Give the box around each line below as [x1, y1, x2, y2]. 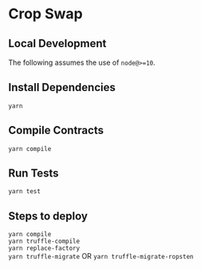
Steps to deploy [8, 209, 88, 223]
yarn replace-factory [8, 244, 81, 252]
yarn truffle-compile [8, 237, 81, 246]
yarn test [8, 188, 41, 196]
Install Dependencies [8, 81, 116, 94]
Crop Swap [8, 5, 83, 23]
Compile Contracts [8, 124, 104, 137]
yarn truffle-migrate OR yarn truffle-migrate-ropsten [8, 251, 194, 261]
